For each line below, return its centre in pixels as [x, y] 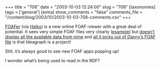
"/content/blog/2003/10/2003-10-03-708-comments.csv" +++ [68, 17]
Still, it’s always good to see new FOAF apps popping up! [62, 51]
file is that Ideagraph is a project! [38, 42]
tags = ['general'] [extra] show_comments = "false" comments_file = [74, 12]
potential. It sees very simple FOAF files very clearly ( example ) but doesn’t [80, 32]
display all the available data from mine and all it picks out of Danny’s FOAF [80, 37]
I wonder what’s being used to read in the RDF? [52, 61]
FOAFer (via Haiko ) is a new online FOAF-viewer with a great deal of [73, 27]
